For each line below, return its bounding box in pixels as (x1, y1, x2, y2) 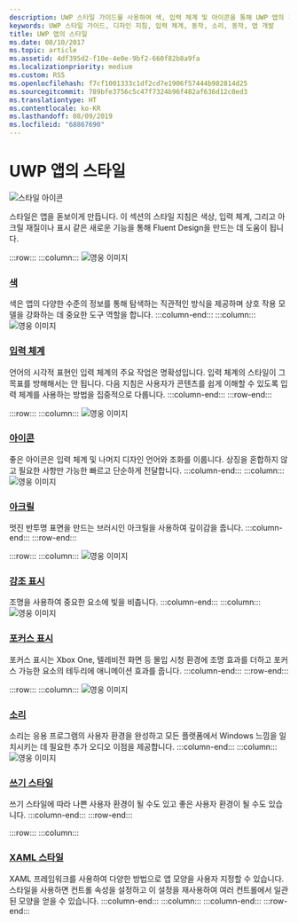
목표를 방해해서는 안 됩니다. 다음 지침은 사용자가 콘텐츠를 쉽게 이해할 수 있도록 (9, 378, 279, 389)
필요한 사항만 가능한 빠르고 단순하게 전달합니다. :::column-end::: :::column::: (18, 465, 285, 476)
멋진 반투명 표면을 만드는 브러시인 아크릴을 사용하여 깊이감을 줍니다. (9, 523, 244, 533)
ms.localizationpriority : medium (9, 63, 133, 72)
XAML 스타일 (9, 851, 64, 864)
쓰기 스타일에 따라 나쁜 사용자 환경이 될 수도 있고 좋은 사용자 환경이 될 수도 (9, 799, 267, 809)
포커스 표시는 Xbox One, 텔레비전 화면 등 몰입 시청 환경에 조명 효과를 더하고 (9, 654, 272, 665)
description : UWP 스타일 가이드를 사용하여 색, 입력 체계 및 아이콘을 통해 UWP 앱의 (9, 12, 285, 22)
